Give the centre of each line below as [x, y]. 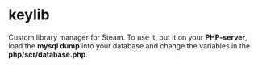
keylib [29, 15]
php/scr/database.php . [48, 54]
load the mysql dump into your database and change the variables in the [129, 45]
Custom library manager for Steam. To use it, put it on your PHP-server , [128, 37]
